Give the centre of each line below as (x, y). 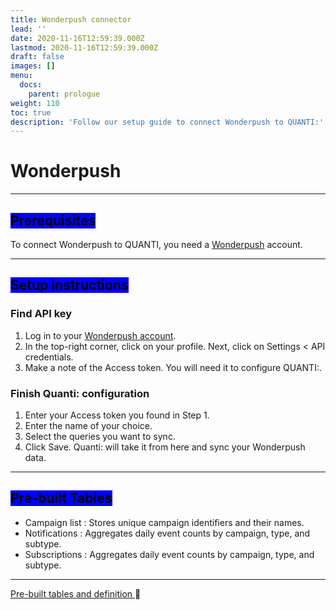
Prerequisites (53, 220)
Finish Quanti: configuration (80, 393)
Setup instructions (69, 285)
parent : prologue (64, 94)
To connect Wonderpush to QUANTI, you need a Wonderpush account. (156, 244)
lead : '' (28, 29)
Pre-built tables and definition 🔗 (76, 593)
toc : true (31, 112)
